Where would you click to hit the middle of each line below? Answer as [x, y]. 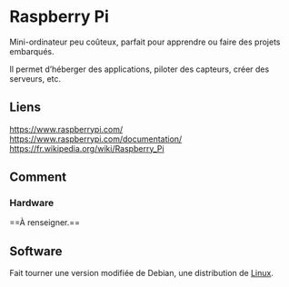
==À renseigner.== [45, 223]
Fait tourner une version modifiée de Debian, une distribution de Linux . [142, 273]
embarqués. [32, 51]
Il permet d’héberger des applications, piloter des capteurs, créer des [140, 69]
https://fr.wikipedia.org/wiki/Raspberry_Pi [87, 148]
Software [36, 251]
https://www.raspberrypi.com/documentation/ [96, 139]
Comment [38, 178]
